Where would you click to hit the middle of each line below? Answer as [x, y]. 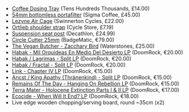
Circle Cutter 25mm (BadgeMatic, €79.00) [63, 40]
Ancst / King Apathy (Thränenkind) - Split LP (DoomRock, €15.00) [92, 77]
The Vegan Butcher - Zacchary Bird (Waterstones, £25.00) [83, 46]
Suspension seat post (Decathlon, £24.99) [63, 34]
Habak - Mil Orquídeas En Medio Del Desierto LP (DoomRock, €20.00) [97, 52]
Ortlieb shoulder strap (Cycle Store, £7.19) [63, 27]
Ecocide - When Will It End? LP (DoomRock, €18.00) [75, 96]
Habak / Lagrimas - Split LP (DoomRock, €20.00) [71, 59]
